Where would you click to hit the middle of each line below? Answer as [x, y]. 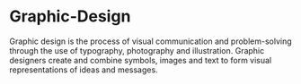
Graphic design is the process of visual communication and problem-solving [150, 41]
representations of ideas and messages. [84, 70]
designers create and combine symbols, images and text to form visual [141, 60]
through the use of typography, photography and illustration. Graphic [137, 50]
